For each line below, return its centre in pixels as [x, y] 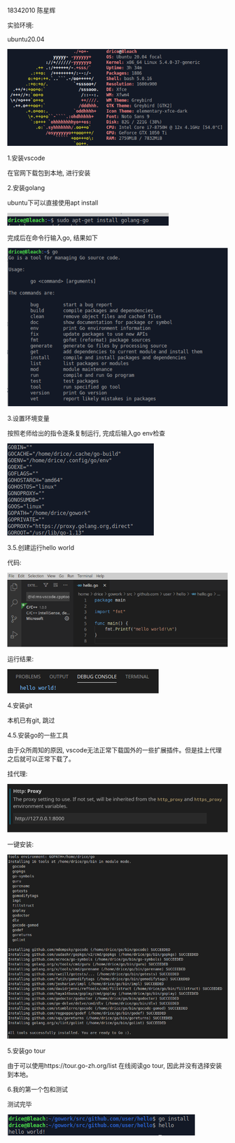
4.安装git [20, 705]
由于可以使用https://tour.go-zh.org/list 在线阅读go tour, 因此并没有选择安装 [115, 1065]
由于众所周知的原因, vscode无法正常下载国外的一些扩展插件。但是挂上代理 [115, 750]
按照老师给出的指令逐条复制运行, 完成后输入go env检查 [86, 433]
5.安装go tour [27, 1050]
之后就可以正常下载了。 [41, 759]
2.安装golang [26, 188]
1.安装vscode [26, 158]
